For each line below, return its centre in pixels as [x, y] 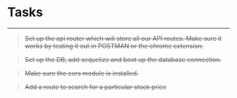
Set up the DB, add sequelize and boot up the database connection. [123, 59]
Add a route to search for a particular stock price [96, 87]
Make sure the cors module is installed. [81, 73]
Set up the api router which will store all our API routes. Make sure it [123, 38]
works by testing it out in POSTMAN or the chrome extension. [114, 46]
